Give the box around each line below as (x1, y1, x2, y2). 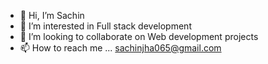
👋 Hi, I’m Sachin (19, 10, 85, 21)
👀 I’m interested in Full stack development (19, 20, 192, 32)
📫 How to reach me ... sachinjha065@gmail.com (19, 42, 222, 54)
